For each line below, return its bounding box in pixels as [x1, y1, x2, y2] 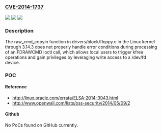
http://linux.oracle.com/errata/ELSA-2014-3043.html [12, 95, 119, 101]
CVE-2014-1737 [5, 3, 44, 10]
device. [5, 59, 20, 65]
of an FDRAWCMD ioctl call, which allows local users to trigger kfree [5, 49, 144, 55]
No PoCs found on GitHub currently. [5, 122, 78, 128]
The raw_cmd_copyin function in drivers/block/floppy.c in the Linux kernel [5, 38, 155, 45]
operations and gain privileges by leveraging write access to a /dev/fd [5, 54, 146, 60]
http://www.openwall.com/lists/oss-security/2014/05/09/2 [12, 100, 131, 106]
